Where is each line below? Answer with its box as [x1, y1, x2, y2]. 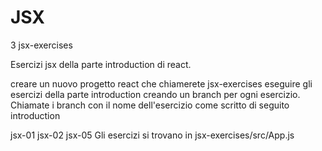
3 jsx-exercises [10, 39, 73, 51]
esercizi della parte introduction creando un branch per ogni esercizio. [10, 88, 301, 100]
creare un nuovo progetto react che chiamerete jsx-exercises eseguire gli [10, 77, 313, 90]
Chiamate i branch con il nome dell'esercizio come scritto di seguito [10, 99, 290, 111]
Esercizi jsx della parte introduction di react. [10, 58, 192, 70]
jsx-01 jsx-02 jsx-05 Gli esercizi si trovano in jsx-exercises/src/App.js [10, 129, 295, 141]
